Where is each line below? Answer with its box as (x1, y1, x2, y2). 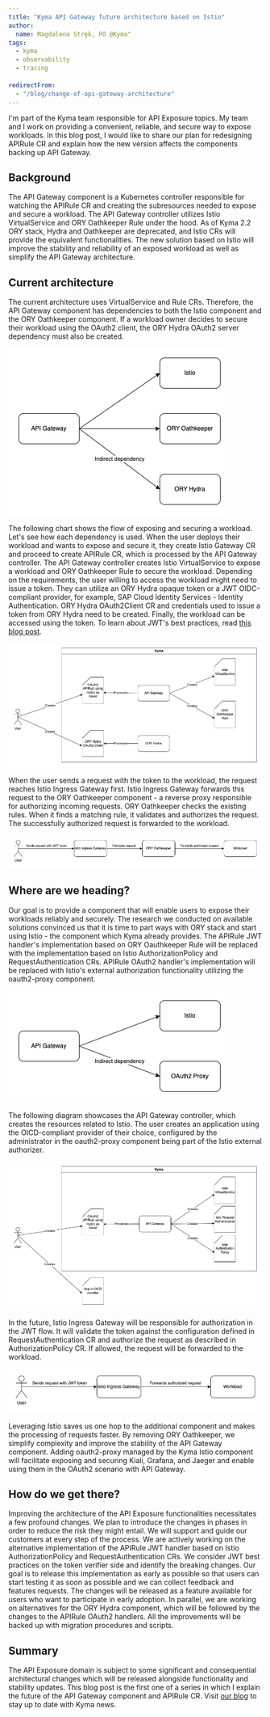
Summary (8, 1643, 59, 1657)
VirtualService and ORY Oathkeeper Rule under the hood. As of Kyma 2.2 (8, 218, 251, 228)
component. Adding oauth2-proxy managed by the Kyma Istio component (8, 1447, 254, 1457)
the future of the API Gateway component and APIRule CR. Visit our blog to (8, 1691, 257, 1701)
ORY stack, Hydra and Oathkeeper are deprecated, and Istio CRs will (8, 226, 236, 236)
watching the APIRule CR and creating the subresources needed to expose (8, 200, 256, 210)
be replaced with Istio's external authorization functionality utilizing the (8, 965, 244, 975)
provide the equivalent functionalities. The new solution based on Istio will (8, 235, 254, 245)
